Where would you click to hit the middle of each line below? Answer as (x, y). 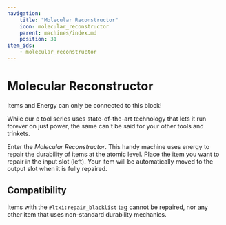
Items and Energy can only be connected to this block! (84, 105)
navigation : (24, 13)
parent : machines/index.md (58, 33)
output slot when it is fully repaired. (58, 168)
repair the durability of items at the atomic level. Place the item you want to (113, 154)
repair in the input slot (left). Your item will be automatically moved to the (110, 161)
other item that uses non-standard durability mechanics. (87, 214)
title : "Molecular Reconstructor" (69, 20)
